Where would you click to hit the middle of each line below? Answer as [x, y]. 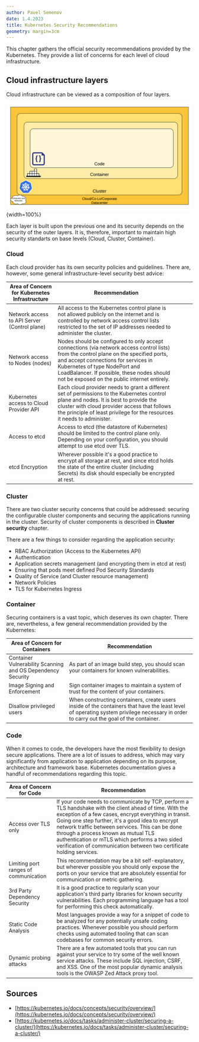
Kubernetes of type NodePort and [99, 366]
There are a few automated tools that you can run [116, 948]
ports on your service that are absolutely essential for [121, 873]
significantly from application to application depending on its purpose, [92, 761]
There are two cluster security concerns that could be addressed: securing [98, 509]
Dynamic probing [30, 957]
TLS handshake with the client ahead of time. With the [122, 808]
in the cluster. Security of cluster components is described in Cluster [90, 522]
